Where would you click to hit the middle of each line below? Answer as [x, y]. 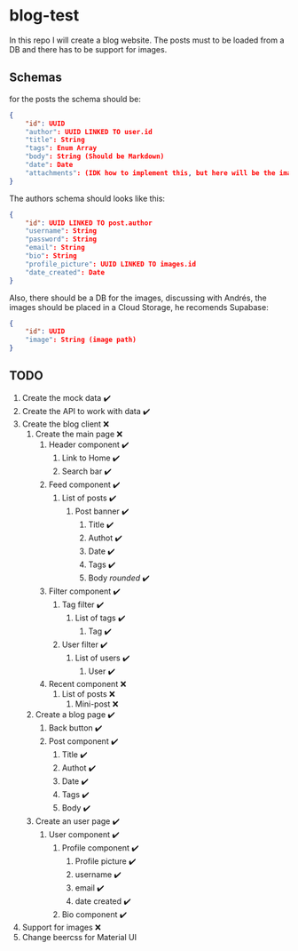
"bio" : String [51, 256]
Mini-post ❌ [97, 704]
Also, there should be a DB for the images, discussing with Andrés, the [138, 298]
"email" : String [55, 248]
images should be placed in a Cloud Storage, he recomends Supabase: [139, 307]
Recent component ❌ [87, 683]
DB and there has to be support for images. [88, 49]
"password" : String [61, 240]
